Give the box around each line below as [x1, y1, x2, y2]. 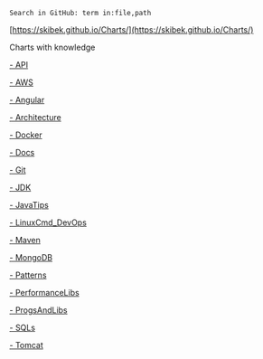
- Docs [9, 147, 35, 157]
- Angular [9, 95, 45, 105]
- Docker [9, 129, 42, 140]
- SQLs [9, 322, 36, 333]
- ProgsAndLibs [9, 305, 68, 316]
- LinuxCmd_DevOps [9, 217, 88, 228]
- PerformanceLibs [9, 288, 80, 298]
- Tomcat [9, 340, 43, 350]
